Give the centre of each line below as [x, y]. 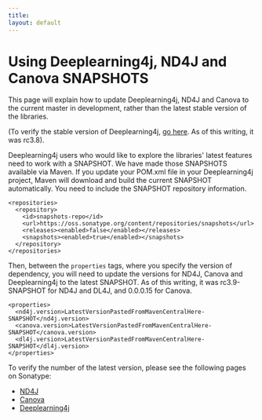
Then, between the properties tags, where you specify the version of [120, 266]
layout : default [35, 23]
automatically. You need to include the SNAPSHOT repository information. [127, 188]
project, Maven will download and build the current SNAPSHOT [110, 181]
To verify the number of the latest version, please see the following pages [127, 368]
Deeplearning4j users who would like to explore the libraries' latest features [130, 155]
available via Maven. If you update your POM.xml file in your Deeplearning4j [131, 172]
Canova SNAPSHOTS [78, 78]
